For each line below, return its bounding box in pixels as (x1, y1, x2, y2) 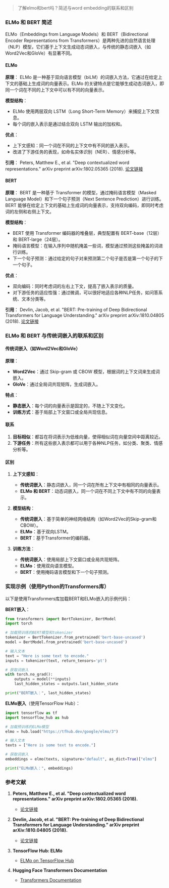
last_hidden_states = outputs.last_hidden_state (14, 682, 119, 687)
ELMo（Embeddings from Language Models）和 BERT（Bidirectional (5, 31, 149, 37)
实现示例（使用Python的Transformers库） (5, 583, 109, 590)
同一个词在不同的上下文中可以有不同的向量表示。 (5, 87, 107, 93)
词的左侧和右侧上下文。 (5, 208, 54, 215)
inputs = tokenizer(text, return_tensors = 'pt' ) (5, 658, 107, 663)
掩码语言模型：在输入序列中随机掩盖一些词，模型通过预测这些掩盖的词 (12, 242, 159, 248)
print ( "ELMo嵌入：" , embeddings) (5, 766, 73, 771)
